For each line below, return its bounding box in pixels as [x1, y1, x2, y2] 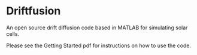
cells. [6, 30, 20, 37]
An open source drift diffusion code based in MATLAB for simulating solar [6, 24, 188, 31]
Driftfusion [6, 4, 61, 18]
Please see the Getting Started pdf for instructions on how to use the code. [6, 42, 192, 49]
